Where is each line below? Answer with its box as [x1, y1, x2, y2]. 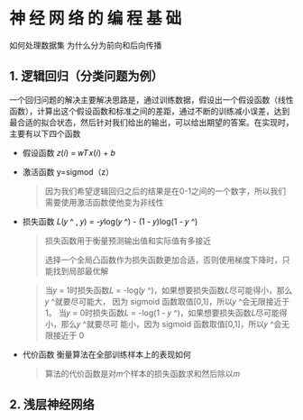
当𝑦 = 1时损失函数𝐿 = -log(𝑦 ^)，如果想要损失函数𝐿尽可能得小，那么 [44, 285, 293, 296]
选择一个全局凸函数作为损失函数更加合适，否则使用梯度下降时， [44, 254, 282, 265]
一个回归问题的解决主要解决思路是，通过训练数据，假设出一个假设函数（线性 [9, 94, 294, 105]
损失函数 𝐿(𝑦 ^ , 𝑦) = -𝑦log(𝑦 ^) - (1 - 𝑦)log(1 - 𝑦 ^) [22, 215, 198, 226]
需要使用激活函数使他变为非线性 [44, 196, 164, 207]
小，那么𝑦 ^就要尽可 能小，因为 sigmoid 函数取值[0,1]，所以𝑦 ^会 [44, 318, 282, 329]
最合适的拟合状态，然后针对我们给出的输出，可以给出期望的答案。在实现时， [9, 116, 294, 127]
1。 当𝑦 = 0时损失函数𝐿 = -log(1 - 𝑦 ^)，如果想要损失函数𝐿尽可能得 [44, 307, 288, 318]
